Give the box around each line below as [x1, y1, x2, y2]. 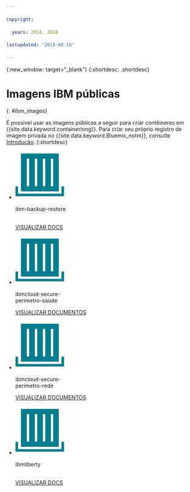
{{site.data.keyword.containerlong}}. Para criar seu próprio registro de [6, 125, 182, 133]
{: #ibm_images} [6, 107, 47, 114]
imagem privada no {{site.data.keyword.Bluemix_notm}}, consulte [6, 131, 171, 139]
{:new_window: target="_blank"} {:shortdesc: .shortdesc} [6, 66, 150, 73]
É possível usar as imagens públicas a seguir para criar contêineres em [6, 119, 185, 126]
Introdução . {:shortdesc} [6, 138, 68, 145]
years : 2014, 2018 [12, 29, 59, 35]
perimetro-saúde [15, 297, 58, 304]
